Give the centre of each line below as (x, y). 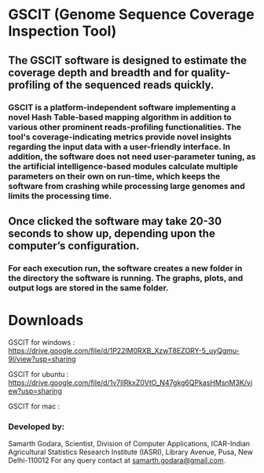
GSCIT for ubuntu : (38, 374)
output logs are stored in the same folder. (88, 287)
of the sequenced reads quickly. (134, 85)
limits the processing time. (60, 196)
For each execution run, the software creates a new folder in (125, 268)
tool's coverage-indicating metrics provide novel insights (120, 137)
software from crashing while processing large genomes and (126, 186)
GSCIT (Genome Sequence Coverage (131, 15)
